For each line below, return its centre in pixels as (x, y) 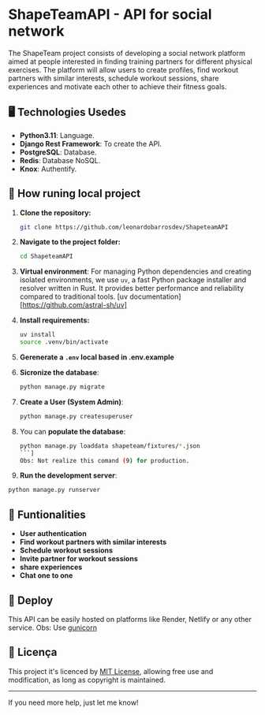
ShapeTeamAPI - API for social (110, 15)
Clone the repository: (55, 212)
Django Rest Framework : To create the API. (91, 143)
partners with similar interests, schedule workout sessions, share (114, 78)
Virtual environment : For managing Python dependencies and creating (135, 272)
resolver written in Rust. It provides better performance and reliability (132, 289)
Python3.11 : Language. (57, 135)
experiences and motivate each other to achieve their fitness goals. (118, 86)
